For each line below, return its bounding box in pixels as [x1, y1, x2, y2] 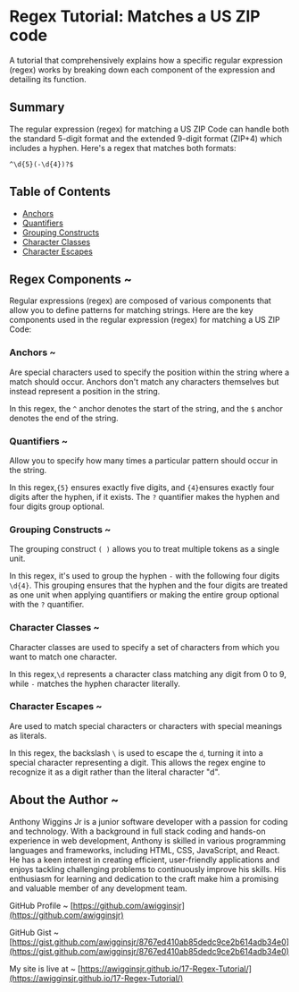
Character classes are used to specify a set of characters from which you [9, 641, 279, 652]
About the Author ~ [9, 793, 120, 808]
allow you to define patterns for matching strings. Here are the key [9, 305, 253, 316]
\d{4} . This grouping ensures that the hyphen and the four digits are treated [9, 580, 288, 591]
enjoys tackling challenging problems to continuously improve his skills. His [9, 863, 287, 874]
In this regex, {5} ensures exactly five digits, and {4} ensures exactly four [9, 481, 275, 493]
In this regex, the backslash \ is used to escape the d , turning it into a [9, 747, 263, 758]
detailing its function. [9, 73, 87, 84]
